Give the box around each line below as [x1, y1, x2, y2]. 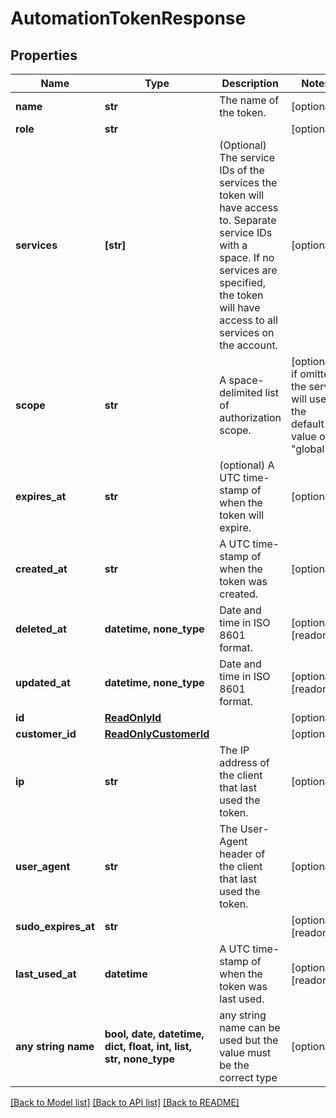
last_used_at [15, 967, 77, 981]
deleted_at [15, 622, 67, 636]
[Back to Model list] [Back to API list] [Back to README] [10, 1097, 240, 1108]
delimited [219, 386, 263, 399]
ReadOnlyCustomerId [104, 727, 210, 741]
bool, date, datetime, [104, 1027, 205, 1041]
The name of [219, 93, 280, 107]
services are [219, 263, 278, 277]
